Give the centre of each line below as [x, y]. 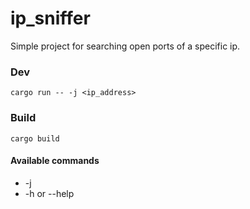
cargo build [35, 138]
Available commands [55, 161]
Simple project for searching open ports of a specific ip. [125, 46]
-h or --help [49, 193]
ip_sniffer [50, 18]
